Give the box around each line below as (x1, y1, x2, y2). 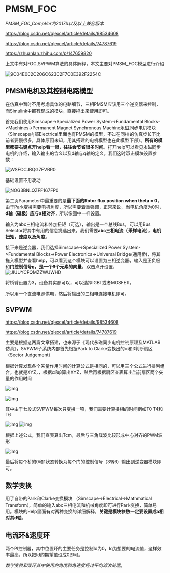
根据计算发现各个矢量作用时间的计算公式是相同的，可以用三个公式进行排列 (5, 363, 160, 369)
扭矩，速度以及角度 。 (5, 234, 50, 240)
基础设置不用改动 (5, 177, 41, 183)
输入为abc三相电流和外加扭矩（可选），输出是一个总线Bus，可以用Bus (5, 221, 151, 227)
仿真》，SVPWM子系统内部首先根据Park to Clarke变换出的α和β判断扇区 (5, 345, 153, 351)
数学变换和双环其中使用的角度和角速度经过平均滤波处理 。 (5, 562, 125, 568)
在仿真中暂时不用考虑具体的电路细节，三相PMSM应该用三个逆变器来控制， (5, 101, 161, 107)
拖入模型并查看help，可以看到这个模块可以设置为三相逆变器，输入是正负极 (5, 257, 161, 263)
